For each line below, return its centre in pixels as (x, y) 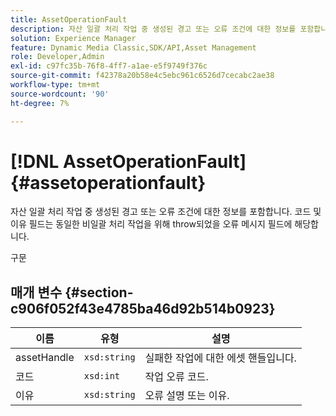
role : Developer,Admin (57, 57)
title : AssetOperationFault (69, 19)
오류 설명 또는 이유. (187, 396)
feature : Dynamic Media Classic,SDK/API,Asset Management (133, 47)
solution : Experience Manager (73, 38)
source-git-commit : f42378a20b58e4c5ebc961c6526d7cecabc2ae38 (142, 76)
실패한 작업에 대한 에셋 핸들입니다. (220, 358)
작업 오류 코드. (176, 377)
